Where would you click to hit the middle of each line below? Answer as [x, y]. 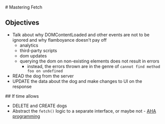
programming [26, 116]
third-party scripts [38, 50]
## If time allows [22, 96]
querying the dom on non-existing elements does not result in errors [89, 61]
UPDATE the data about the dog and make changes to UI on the [77, 81]
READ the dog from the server [43, 76]
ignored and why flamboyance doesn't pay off [59, 40]
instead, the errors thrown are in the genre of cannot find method [94, 66]
